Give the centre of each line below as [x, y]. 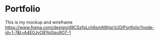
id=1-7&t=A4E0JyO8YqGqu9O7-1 [38, 32]
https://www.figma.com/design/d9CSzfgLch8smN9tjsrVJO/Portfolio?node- [80, 27]
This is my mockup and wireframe [39, 22]
